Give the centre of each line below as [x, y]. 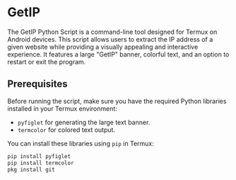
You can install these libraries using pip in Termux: [81, 143]
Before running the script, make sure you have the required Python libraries [117, 101]
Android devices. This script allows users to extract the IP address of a [110, 39]
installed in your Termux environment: [63, 108]
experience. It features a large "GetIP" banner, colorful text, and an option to [118, 54]
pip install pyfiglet [39, 156]
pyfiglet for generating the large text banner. [84, 122]
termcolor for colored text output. [66, 130]
